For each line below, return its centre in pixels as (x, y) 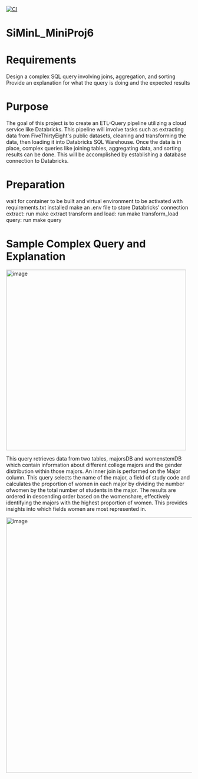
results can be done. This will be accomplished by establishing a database (96, 154)
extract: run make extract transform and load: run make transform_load (92, 214)
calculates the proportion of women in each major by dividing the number (95, 484)
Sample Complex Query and (76, 244)
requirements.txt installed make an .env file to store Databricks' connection (97, 207)
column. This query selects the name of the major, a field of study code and (98, 477)
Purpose (27, 107)
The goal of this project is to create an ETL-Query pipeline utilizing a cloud (96, 123)
